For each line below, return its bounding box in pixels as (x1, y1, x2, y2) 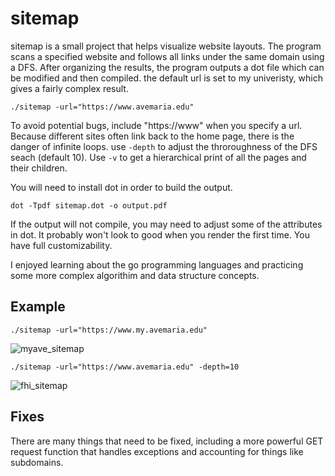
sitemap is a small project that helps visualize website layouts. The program (10, 40, 322, 52)
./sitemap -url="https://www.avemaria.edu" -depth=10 (10, 362, 240, 372)
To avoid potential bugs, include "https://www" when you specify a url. (10, 119, 303, 131)
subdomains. (10, 456, 64, 468)
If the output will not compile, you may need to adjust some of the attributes (10, 218, 323, 230)
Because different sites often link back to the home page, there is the (10, 130, 295, 142)
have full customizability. (10, 239, 113, 251)
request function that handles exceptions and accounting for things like (10, 445, 304, 457)
